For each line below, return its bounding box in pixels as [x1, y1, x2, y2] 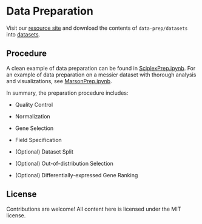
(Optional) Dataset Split [15, 148, 74, 155]
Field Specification [15, 136, 62, 143]
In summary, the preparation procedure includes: [6, 89, 129, 97]
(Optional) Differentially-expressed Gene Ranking [15, 171, 138, 178]
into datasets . [6, 30, 41, 38]
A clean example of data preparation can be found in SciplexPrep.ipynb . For [6, 64, 196, 72]
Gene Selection [15, 124, 54, 132]
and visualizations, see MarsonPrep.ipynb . [6, 77, 112, 84]
